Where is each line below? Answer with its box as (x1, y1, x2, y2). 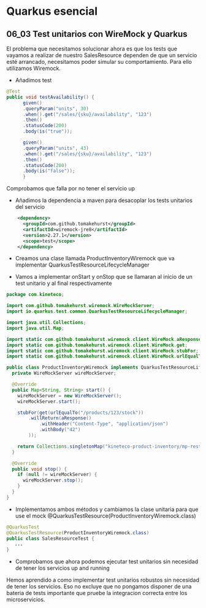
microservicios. (6, 596, 45, 603)
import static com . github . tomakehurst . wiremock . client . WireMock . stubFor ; (6, 348, 199, 354)
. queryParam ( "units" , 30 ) (22, 106, 89, 112)
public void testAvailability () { (6, 94, 95, 100)
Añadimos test (15, 77, 52, 84)
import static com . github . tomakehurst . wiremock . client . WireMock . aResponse (6, 336, 202, 342)
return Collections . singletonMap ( (17, 443, 105, 450)
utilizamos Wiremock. (6, 64, 61, 72)
